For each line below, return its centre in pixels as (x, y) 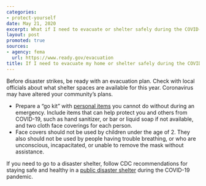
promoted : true (26, 41)
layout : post (23, 35)
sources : (17, 47)
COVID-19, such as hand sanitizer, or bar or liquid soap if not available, (104, 119)
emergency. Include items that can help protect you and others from (101, 112)
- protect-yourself (31, 18)
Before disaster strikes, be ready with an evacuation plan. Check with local (101, 81)
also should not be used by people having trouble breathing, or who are (105, 138)
